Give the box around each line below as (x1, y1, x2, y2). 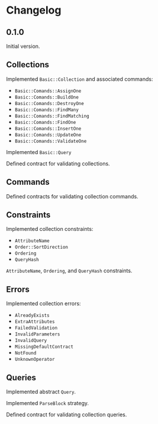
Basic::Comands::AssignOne (14, 88, 82, 94)
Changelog (6, 4, 62, 17)
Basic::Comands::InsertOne (14, 125, 82, 132)
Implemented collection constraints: (6, 226, 93, 233)
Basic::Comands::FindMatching (14, 113, 90, 119)
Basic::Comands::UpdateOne (14, 132, 82, 138)
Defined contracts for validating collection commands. (6, 193, 138, 200)
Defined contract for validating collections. (6, 160, 111, 167)
